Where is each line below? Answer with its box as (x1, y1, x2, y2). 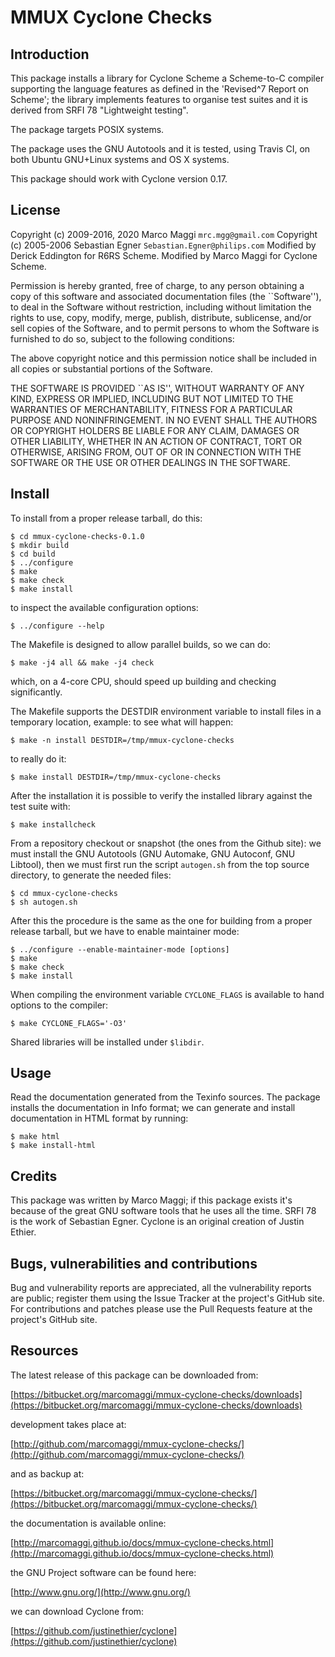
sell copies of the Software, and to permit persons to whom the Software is (10, 322, 320, 334)
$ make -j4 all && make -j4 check (10, 657, 155, 668)
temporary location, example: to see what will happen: (10, 716, 234, 728)
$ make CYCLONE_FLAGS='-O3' (10, 1018, 128, 1028)
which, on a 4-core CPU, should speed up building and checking (10, 675, 277, 687)
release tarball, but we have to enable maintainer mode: (10, 925, 240, 937)
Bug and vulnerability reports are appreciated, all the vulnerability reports (10, 1282, 312, 1294)
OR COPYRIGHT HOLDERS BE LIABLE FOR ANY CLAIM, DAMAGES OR (10, 424, 300, 436)
